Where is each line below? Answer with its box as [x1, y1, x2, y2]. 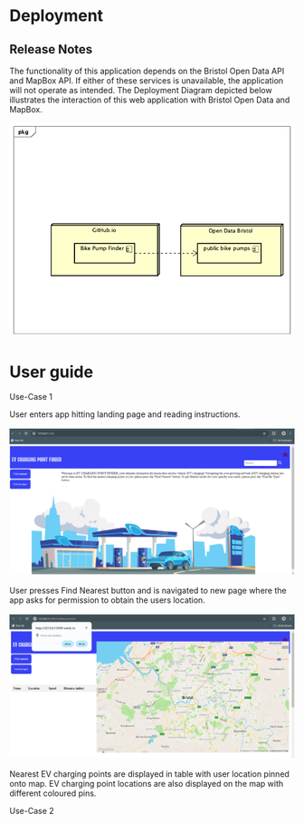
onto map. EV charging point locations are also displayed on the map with [9, 779, 284, 789]
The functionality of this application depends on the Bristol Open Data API [9, 65, 285, 76]
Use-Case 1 [9, 392, 52, 402]
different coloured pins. [9, 788, 97, 799]
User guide [9, 362, 93, 382]
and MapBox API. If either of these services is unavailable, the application [9, 75, 284, 86]
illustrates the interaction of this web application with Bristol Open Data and [9, 94, 290, 105]
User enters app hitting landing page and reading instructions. [9, 409, 242, 420]
